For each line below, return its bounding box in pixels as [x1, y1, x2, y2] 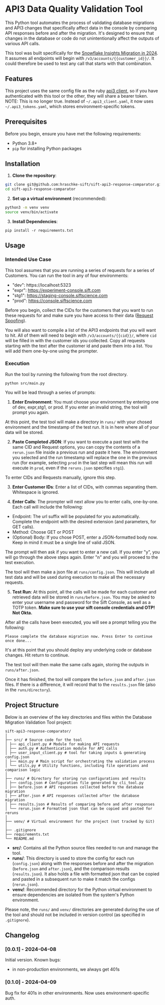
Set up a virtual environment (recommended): [12, 195, 107, 202]
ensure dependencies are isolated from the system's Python [12, 892, 135, 897]
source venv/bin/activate [5, 210, 58, 215]
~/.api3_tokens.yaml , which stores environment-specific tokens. [5, 103, 136, 109]
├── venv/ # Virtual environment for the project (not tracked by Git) [5, 819, 155, 824]
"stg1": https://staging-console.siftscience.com [12, 292, 108, 298]
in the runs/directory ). [5, 686, 52, 693]
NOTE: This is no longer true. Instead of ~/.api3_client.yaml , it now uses [5, 98, 154, 104]
